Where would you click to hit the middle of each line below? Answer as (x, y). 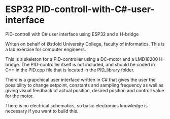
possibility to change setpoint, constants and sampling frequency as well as (84, 85)
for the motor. (20, 96)
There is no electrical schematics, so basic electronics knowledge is (77, 105)
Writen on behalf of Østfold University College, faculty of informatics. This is (85, 44)
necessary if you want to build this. (42, 111)
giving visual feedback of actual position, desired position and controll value (85, 90)
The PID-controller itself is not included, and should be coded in (88, 64)
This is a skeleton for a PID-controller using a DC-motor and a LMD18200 (82, 59)
